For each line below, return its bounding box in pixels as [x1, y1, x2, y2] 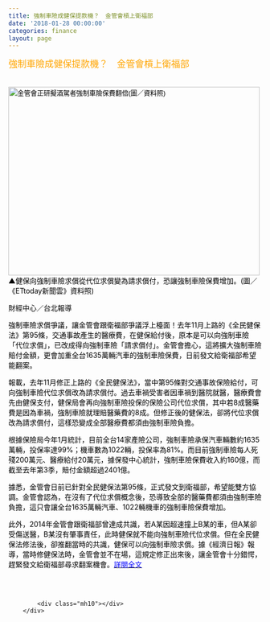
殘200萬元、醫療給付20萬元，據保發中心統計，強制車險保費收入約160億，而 [8, 455, 260, 465]
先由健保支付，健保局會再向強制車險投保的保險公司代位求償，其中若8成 [8, 398, 245, 407]
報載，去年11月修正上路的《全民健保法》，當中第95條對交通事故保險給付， [8, 377, 252, 387]
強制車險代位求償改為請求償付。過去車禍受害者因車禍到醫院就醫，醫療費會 [14, 388, 262, 398]
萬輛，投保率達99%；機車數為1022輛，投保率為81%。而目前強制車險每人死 [8, 445, 259, 455]
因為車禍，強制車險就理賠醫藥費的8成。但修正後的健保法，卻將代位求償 [22, 408, 260, 418]
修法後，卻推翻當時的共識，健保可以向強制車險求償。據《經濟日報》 [22, 540, 247, 550]
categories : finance [8, 27, 78, 35]
